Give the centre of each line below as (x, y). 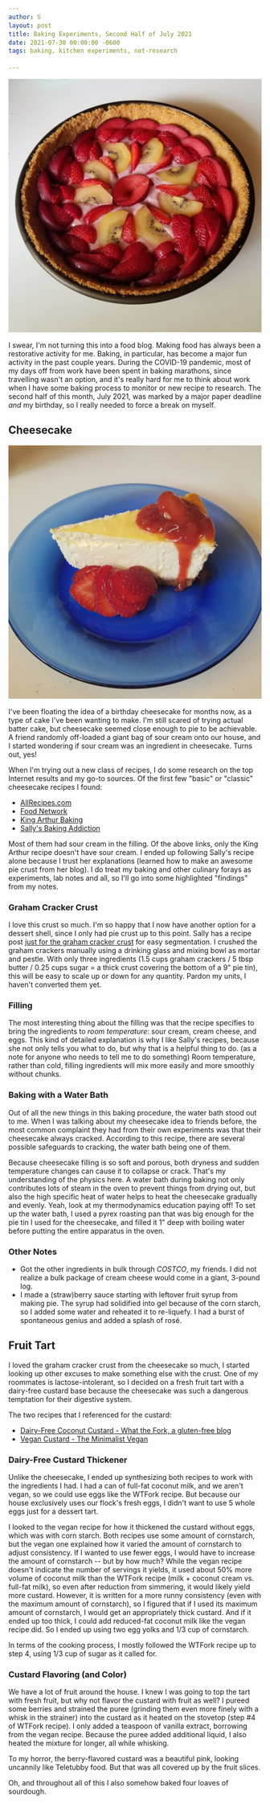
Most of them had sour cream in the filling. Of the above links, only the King (133, 844)
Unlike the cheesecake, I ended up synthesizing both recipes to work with (131, 1477)
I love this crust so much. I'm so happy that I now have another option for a (132, 925)
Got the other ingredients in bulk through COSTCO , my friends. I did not (138, 1269)
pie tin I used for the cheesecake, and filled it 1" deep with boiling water (127, 1222)
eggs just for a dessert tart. (53, 1511)
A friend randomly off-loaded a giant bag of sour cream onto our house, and (135, 737)
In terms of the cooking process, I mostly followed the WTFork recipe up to (133, 1646)
